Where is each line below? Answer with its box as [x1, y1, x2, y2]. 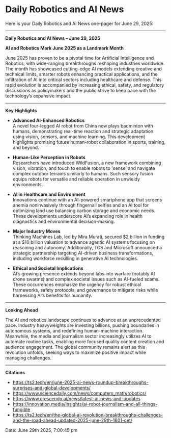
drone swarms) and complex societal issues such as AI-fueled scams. [12, 276, 160, 282]
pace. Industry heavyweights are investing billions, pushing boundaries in [5, 322, 159, 328]
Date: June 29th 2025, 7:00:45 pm [5, 427, 78, 433]
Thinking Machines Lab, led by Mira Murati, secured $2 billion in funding [12, 234, 165, 240]
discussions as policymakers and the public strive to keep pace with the [5, 87, 156, 93]
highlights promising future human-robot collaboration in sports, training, [12, 139, 166, 145]
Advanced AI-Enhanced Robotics [12, 117, 85, 123]
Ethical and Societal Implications [12, 265, 83, 271]
